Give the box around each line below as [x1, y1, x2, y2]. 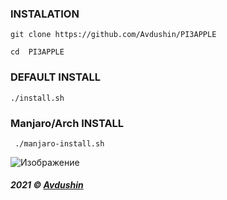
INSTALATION [10, 7, 80, 21]
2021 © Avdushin [10, 179, 84, 191]
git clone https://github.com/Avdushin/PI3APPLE [10, 30, 217, 40]
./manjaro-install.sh [14, 138, 105, 149]
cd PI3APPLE [10, 47, 65, 57]
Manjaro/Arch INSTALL [10, 116, 125, 130]
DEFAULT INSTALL [10, 70, 102, 84]
